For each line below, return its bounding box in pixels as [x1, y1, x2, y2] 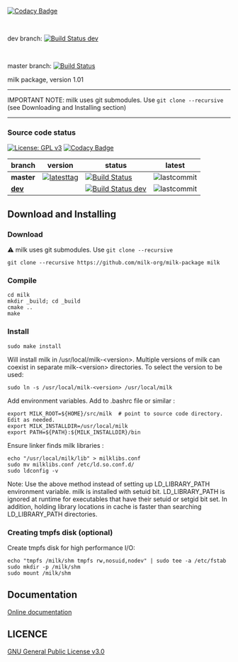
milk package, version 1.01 [7, 75, 84, 84]
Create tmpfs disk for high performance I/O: [7, 543, 136, 552]
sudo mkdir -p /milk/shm [7, 563, 81, 571]
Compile [7, 275, 37, 285]
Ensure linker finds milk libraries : [7, 441, 104, 449]
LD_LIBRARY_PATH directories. [7, 510, 98, 518]
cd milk [7, 291, 30, 299]
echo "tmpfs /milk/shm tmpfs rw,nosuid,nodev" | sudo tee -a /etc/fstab [7, 557, 227, 564]
